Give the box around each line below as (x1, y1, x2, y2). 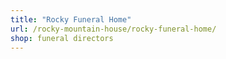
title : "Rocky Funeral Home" (10, 14, 132, 25)
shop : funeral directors (10, 33, 114, 43)
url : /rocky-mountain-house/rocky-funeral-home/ (10, 24, 217, 34)
